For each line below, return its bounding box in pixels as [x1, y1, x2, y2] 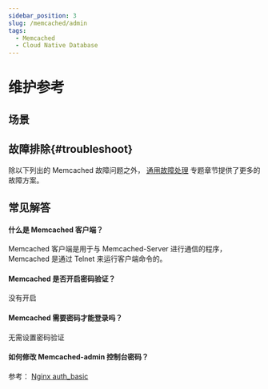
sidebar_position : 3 [8, 11, 78, 20]
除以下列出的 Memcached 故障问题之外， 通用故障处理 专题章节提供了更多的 [8, 165, 261, 174]
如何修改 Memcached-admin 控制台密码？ [8, 352, 150, 362]
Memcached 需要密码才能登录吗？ [8, 313, 123, 323]
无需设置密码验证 [8, 332, 65, 342]
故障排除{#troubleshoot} [8, 142, 134, 156]
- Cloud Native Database [15, 42, 98, 50]
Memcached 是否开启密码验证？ [8, 274, 116, 283]
